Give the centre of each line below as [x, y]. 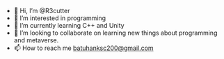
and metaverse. [36, 40]
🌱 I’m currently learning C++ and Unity [69, 25]
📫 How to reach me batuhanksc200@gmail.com [84, 48]
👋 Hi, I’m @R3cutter [42, 11]
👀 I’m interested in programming [60, 18]
